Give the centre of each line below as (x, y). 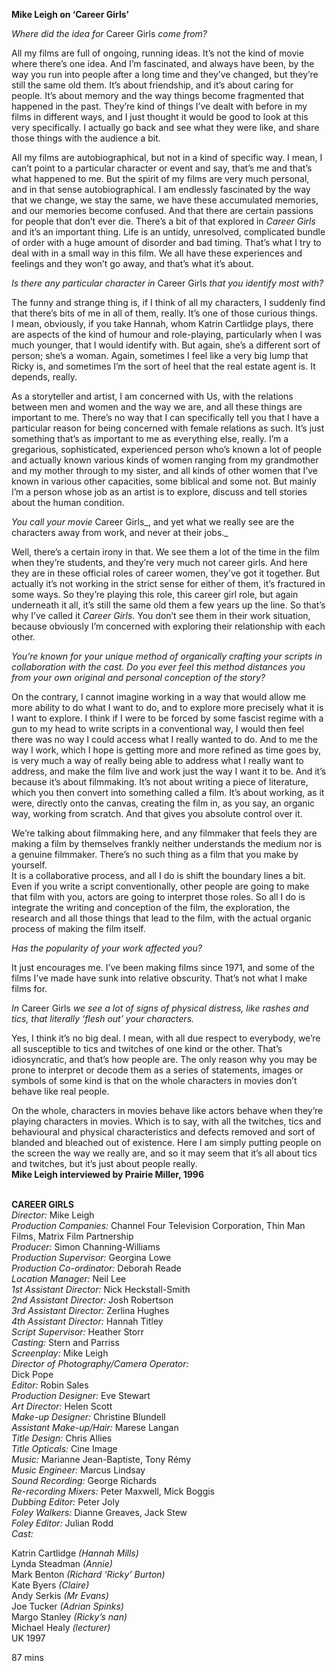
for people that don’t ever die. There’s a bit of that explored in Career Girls (163, 221)
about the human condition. (68, 502)
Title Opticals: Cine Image (64, 1448)
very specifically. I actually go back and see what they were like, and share (165, 127)
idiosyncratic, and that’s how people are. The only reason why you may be (164, 1059)
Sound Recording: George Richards (84, 1480)
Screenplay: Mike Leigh (60, 1353)
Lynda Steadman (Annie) (62, 1563)
